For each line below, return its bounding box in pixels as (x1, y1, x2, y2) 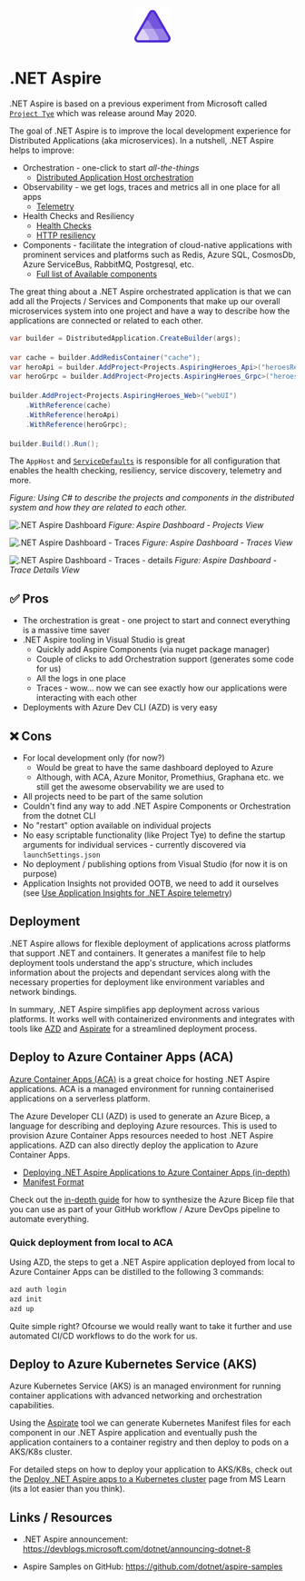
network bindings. (9, 986, 77, 997)
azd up (9, 1304, 34, 1313)
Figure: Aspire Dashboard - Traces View (142, 537, 293, 548)
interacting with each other (35, 692, 138, 703)
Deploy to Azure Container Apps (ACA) (9, 1049, 234, 1065)
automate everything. (9, 1213, 89, 1224)
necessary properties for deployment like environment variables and (9, 976, 265, 988)
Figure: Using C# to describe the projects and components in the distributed (9, 492, 295, 503)
